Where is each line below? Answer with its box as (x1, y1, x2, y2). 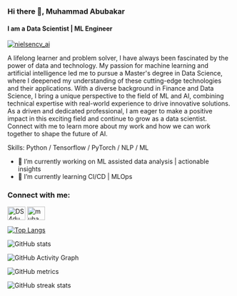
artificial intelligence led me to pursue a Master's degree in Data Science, (7, 69, 223, 78)
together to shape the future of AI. (7, 130, 109, 138)
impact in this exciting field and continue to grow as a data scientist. (7, 114, 207, 123)
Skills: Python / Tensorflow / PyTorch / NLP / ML (7, 143, 149, 152)
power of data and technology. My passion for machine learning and (7, 61, 209, 70)
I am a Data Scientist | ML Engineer (7, 24, 113, 33)
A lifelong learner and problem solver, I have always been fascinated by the (7, 53, 228, 63)
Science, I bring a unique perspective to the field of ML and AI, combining (7, 92, 224, 101)
